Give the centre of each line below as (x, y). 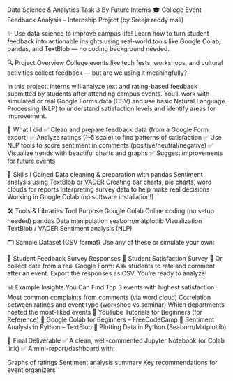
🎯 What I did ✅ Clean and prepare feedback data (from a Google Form (108, 129)
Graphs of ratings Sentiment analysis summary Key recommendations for (112, 362)
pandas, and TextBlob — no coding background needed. (88, 49)
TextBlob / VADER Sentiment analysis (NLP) (70, 228)
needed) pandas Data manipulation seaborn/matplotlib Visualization (105, 221)
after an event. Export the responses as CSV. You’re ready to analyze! (107, 273)
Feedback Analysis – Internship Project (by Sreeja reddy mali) (96, 20)
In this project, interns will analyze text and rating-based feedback (102, 86)
